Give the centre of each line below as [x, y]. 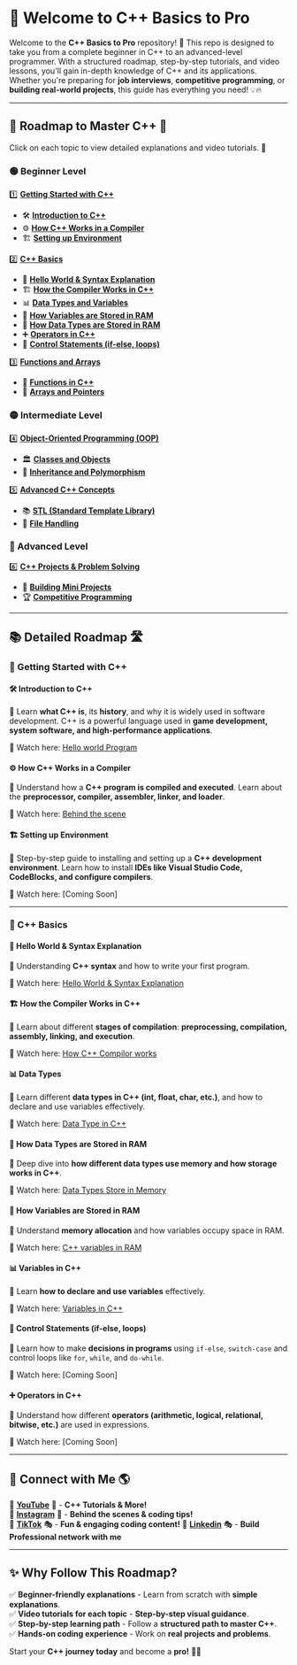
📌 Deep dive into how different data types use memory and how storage [143, 1164]
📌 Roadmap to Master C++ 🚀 [88, 126]
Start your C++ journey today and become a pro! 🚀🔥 [105, 1651]
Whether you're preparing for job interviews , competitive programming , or [147, 80]
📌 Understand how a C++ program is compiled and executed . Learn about [146, 788]
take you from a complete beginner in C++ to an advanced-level [126, 51]
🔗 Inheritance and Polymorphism [84, 472]
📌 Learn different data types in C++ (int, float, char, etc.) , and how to [136, 1098]
